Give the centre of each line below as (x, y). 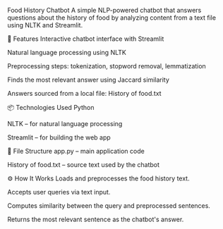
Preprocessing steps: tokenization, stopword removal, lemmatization (107, 66)
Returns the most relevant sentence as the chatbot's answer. (96, 219)
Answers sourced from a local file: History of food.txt (84, 93)
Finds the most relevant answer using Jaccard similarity (88, 80)
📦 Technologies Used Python (51, 107)
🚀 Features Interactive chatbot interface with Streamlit (86, 39)
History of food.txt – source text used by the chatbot (84, 165)
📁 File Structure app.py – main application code (76, 151)
